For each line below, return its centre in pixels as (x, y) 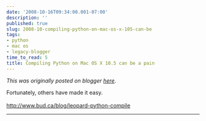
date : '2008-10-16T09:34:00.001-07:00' (57, 12)
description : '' (27, 18)
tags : (13, 35)
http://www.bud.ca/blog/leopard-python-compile (68, 105)
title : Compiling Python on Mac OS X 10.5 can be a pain (81, 63)
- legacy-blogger (29, 52)
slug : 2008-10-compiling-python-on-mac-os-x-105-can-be (79, 29)
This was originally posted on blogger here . (61, 81)
